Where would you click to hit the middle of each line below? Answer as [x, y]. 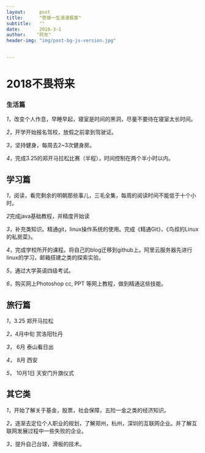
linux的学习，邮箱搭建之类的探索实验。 [55, 258]
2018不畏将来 [41, 84]
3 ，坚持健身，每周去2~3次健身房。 [50, 145]
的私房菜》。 [21, 237]
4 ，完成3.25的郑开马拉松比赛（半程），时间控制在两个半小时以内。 [90, 158]
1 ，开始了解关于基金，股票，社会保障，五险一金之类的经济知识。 [88, 410]
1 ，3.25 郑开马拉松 [30, 320]
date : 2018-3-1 [34, 29]
